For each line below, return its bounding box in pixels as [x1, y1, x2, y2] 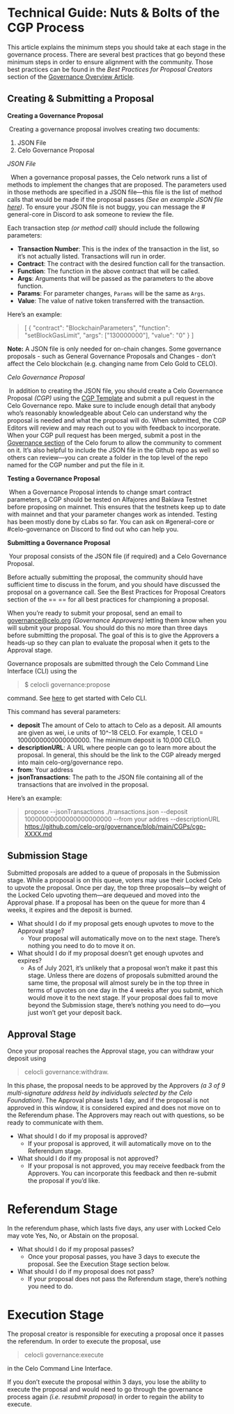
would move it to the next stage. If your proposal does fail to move [27, 993, 218, 1002]
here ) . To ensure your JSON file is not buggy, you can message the [7, 203, 200, 211]
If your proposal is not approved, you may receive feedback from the [27, 1162, 225, 1170]
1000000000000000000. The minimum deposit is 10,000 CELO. [17, 736, 202, 744]
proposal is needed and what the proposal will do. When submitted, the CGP [7, 416, 226, 424]
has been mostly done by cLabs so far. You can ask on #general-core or [7, 517, 214, 525]
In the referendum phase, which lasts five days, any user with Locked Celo [7, 1224, 221, 1232]
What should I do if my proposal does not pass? [17, 1267, 155, 1276]
